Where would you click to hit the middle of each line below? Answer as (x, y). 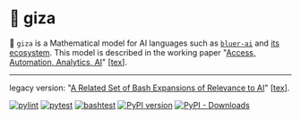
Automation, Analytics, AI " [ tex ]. (69, 62)
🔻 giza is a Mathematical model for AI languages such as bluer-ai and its (145, 43)
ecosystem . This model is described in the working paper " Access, (133, 52)
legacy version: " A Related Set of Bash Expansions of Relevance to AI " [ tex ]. (150, 88)
